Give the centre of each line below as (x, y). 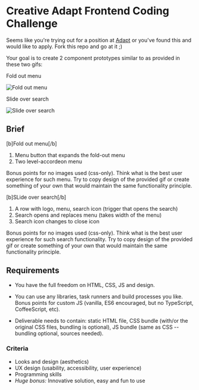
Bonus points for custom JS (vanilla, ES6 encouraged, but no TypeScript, (104, 302)
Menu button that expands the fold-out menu (70, 155)
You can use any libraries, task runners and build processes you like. (99, 297)
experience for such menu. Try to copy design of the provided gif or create (98, 179)
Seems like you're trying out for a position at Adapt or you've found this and (99, 40)
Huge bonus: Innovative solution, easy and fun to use (80, 380)
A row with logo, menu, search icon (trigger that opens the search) (96, 208)
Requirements (33, 271)
